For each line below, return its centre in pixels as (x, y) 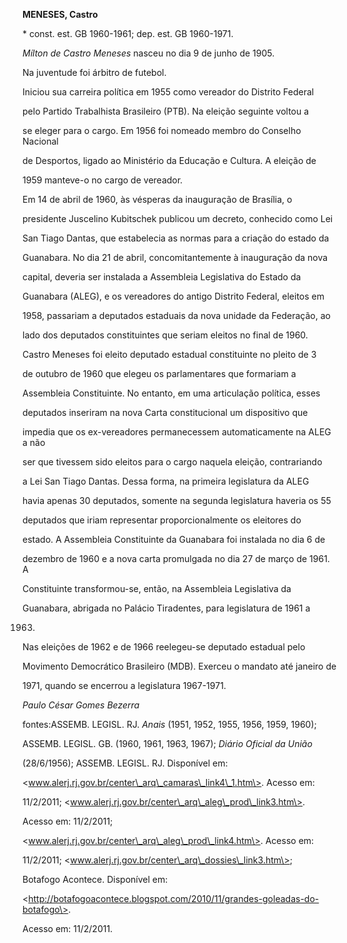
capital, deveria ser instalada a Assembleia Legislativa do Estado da (162, 277)
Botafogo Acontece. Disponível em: (95, 879)
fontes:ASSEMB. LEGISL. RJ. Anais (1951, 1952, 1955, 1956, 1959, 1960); (169, 724)
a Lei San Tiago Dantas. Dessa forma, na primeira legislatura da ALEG (166, 481)
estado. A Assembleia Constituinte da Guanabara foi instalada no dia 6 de (174, 539)
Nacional (40, 141)
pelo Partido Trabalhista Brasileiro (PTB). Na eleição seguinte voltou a (166, 111)
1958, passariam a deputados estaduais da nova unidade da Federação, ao (176, 315)
